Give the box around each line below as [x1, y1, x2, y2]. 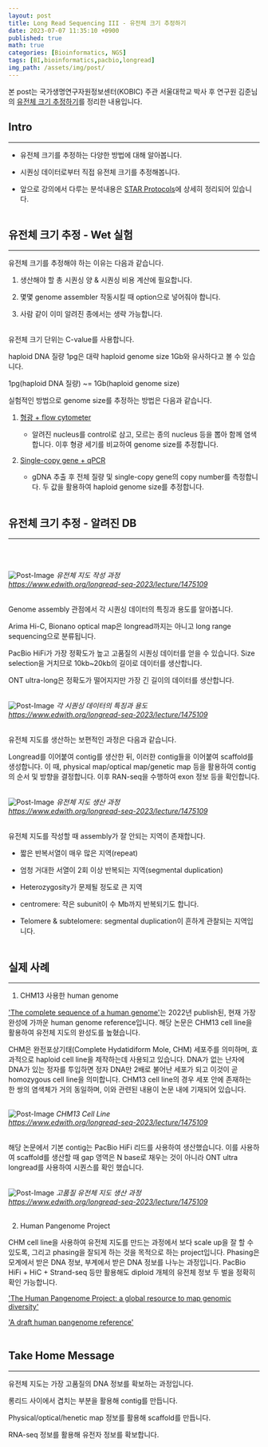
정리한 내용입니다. [86, 97, 143, 106]
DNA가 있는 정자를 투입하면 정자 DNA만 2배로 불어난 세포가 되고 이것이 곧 [8, 1065, 238, 1074]
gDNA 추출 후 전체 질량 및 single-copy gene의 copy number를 [31, 472, 231, 482]
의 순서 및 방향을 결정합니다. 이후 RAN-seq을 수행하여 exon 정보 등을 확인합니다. [8, 772, 260, 782]
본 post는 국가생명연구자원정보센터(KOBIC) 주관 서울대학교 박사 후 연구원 [8, 86, 237, 96]
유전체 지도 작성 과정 [55, 571, 120, 580]
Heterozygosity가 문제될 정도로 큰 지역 [19, 883, 143, 892]
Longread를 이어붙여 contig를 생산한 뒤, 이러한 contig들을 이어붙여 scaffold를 [8, 752, 254, 762]
